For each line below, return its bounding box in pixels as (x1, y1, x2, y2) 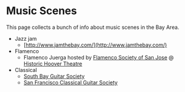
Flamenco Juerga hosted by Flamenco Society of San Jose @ (23, 54, 174, 61)
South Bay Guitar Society (23, 73, 85, 80)
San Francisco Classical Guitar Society (23, 78, 118, 86)
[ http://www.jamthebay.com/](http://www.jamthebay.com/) (23, 41, 167, 48)
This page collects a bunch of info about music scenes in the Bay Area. (6, 24, 180, 31)
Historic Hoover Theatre (23, 60, 83, 67)
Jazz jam (14, 35, 37, 42)
